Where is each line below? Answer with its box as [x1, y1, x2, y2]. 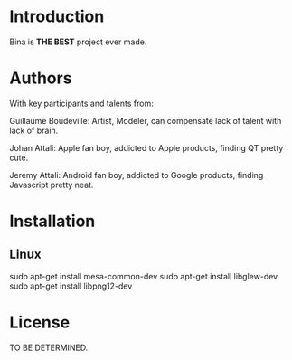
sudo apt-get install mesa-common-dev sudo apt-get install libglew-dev [9, 270, 278, 281]
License [9, 312, 71, 333]
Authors [9, 68, 72, 89]
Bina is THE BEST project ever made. [9, 36, 147, 47]
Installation [9, 211, 96, 232]
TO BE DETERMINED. [9, 342, 89, 353]
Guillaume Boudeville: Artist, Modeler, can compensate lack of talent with [9, 115, 282, 126]
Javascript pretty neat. [9, 179, 94, 190]
